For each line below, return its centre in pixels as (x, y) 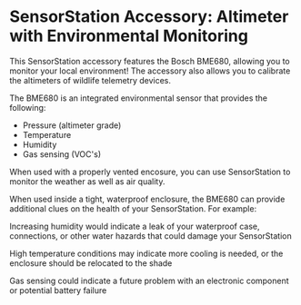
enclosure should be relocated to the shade (91, 263)
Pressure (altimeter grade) (72, 125)
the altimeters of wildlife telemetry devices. (90, 80)
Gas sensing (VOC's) (62, 154)
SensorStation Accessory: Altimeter (149, 17)
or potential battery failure (58, 290)
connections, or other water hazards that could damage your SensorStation (151, 236)
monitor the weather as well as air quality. (87, 181)
